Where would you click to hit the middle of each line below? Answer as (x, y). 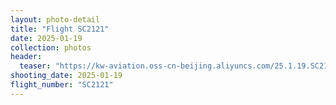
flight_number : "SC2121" (62, 85)
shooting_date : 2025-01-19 (66, 76)
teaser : (35, 66)
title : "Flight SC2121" (60, 29)
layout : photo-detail (55, 19)
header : (26, 57)
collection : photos (51, 47)
